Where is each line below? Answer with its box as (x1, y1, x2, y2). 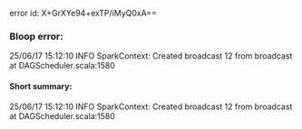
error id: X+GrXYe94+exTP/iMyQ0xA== (9, 8, 157, 18)
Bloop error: (9, 30, 63, 42)
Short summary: (9, 80, 73, 91)
